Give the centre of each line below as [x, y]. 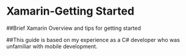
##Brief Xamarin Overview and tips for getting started [74, 28]
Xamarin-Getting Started [70, 11]
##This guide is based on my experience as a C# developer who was [93, 40]
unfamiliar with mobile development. [52, 46]
